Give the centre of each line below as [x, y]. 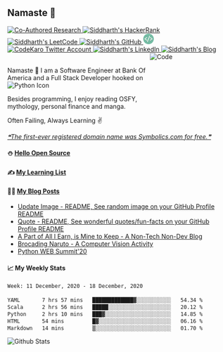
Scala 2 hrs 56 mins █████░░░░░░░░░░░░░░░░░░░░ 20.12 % [105, 307]
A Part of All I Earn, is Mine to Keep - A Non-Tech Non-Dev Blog [110, 237]
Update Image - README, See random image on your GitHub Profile [116, 207]
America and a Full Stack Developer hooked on [75, 77]
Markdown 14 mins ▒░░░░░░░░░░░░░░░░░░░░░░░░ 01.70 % [105, 328]
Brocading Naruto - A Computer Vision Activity [85, 244]
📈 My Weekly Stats [36, 268]
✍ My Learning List [37, 172]
